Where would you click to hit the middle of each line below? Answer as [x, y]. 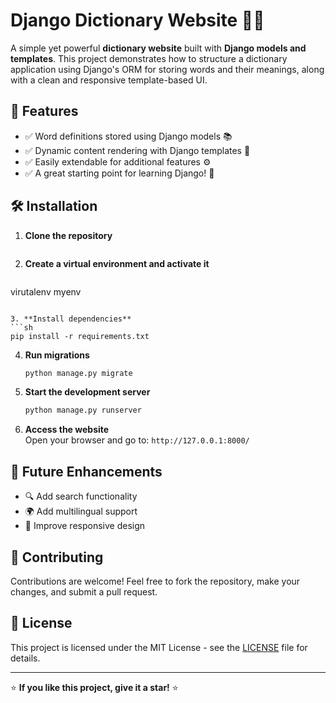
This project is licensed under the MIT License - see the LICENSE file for [159, 647]
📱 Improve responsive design [85, 526]
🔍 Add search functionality [81, 496]
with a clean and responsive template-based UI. [109, 80]
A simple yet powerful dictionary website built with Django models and [158, 48]
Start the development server [87, 392]
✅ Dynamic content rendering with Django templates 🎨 [137, 150]
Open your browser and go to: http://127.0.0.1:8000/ [137, 440]
